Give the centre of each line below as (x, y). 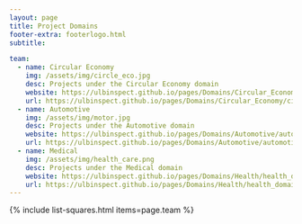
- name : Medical (48, 151)
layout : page (34, 18)
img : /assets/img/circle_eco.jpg (88, 76)
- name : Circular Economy (66, 67)
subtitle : (28, 43)
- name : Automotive (54, 109)
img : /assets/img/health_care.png (90, 159)
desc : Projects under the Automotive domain (110, 126)
